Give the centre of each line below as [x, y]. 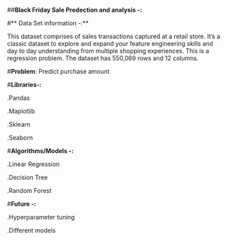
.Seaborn [20, 137]
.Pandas [18, 98]
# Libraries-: [25, 84]
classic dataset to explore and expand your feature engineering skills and [110, 43]
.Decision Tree [27, 177]
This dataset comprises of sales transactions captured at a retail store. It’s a [114, 36]
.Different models [31, 230]
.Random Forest [29, 190]
